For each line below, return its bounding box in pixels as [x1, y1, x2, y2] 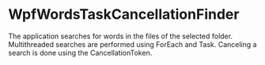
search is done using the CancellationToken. [8, 48, 153, 57]
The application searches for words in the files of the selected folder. [8, 31, 233, 41]
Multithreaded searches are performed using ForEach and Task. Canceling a [8, 39, 257, 49]
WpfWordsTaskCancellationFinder [8, 5, 240, 23]
